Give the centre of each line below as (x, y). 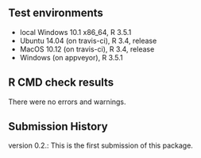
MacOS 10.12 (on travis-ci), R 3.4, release (87, 49)
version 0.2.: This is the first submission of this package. (100, 145)
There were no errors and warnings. (67, 102)
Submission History (58, 127)
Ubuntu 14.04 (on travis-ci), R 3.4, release (88, 40)
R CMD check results (61, 83)
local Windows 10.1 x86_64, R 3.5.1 (75, 32)
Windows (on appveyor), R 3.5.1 (71, 57)
